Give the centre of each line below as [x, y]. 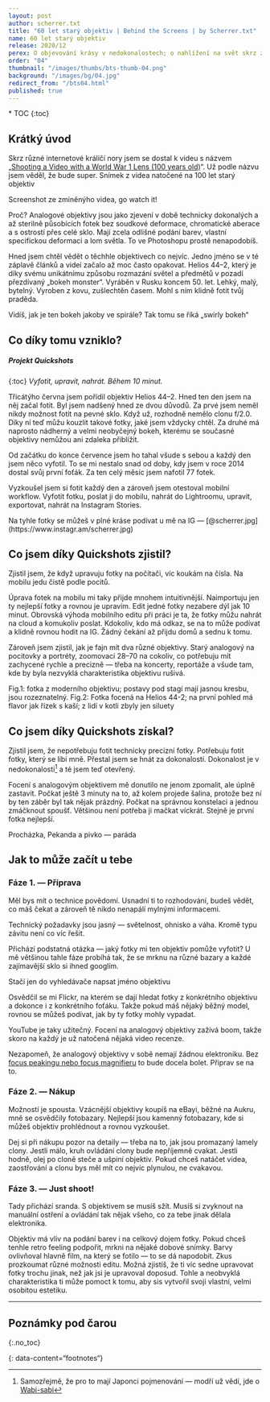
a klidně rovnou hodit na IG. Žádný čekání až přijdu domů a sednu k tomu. [130, 632]
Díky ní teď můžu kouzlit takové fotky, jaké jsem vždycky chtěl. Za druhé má [134, 422]
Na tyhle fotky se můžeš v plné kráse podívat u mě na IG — [106, 520]
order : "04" [28, 61]
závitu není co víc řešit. [47, 933]
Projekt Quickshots [41, 361]
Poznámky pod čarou [63, 1323]
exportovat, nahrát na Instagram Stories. [75, 505]
